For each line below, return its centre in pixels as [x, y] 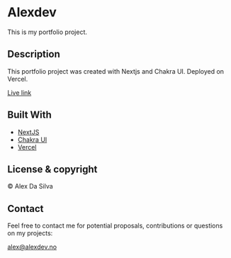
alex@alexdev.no [32, 247]
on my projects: [30, 233]
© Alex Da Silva [30, 186]
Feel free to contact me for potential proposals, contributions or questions [115, 226]
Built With [29, 115]
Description [34, 54]
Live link [19, 92]
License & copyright [52, 169]
